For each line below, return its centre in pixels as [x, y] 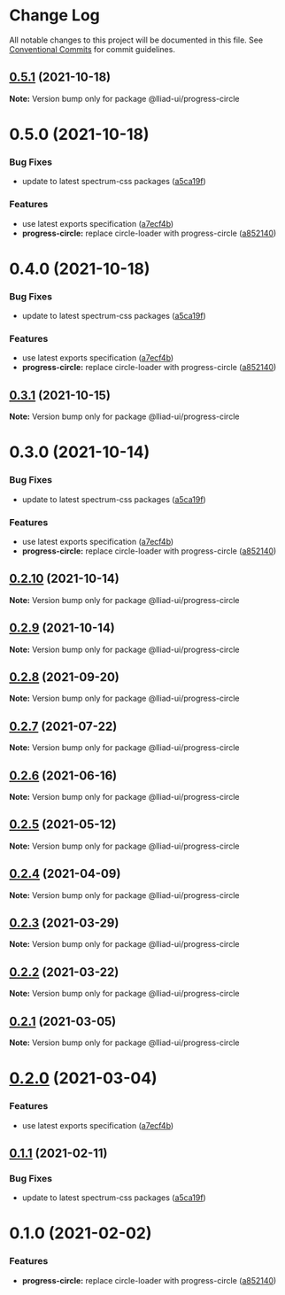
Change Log [54, 16]
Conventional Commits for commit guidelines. [92, 49]
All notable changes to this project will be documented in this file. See [136, 40]
